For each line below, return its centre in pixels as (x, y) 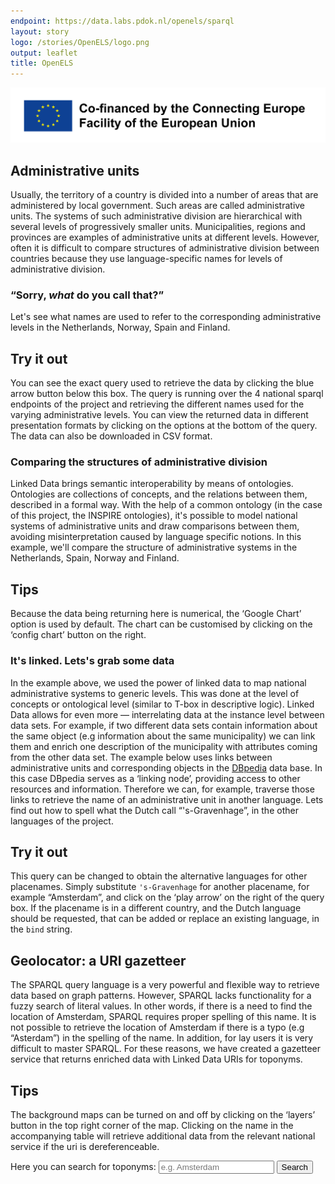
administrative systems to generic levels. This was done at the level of (155, 693)
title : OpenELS (42, 63)
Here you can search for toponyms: (83, 1166)
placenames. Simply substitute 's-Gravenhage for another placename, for (160, 887)
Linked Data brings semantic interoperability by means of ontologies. (152, 484)
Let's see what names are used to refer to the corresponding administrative (166, 317)
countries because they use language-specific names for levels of (146, 259)
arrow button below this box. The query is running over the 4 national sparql (167, 394)
